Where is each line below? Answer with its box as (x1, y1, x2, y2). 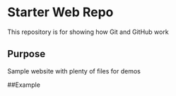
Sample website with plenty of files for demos (7, 66, 141, 75)
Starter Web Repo (7, 4, 114, 20)
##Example (7, 80, 41, 89)
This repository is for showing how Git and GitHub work (7, 28, 169, 36)
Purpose (7, 48, 46, 60)
